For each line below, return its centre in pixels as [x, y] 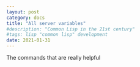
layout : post [23, 12]
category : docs [26, 18]
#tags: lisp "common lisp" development [57, 35]
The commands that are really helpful [53, 58]
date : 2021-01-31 [28, 40]
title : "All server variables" [46, 23]
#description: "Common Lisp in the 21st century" [71, 29]
